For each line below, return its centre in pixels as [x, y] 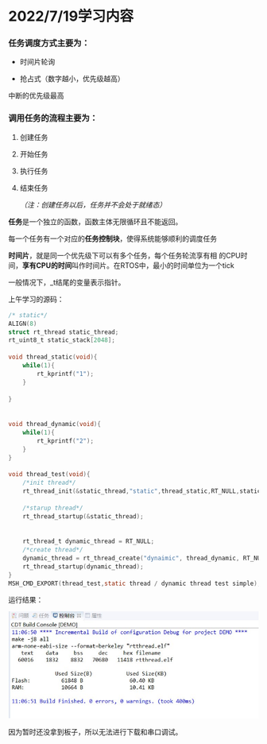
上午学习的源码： [36, 299]
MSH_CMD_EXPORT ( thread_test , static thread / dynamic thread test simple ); [135, 583]
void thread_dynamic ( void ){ [55, 424]
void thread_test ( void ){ [49, 475]
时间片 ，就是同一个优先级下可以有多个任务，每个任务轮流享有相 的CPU [124, 255]
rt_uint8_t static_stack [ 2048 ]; [62, 340]
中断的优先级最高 [36, 95]
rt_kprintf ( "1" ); [65, 374]
